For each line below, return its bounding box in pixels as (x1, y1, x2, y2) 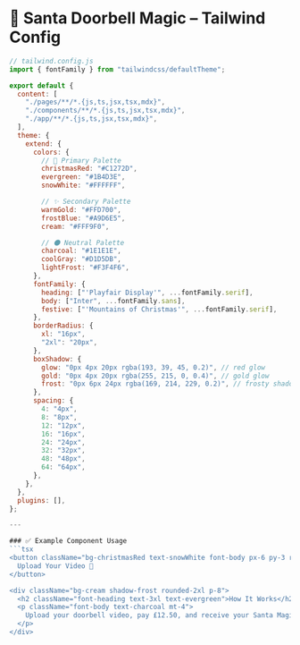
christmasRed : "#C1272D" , (41, 165, 138, 174)
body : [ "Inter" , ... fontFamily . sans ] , (41, 296, 186, 305)
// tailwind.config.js (9, 56, 94, 65)
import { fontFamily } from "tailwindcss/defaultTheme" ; (9, 64, 226, 74)
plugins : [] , (17, 496, 66, 505)
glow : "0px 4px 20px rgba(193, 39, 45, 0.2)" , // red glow (41, 362, 266, 372)
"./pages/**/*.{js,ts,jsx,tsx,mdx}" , (25, 98, 166, 106)
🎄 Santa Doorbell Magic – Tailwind (9, 8, 266, 29)
